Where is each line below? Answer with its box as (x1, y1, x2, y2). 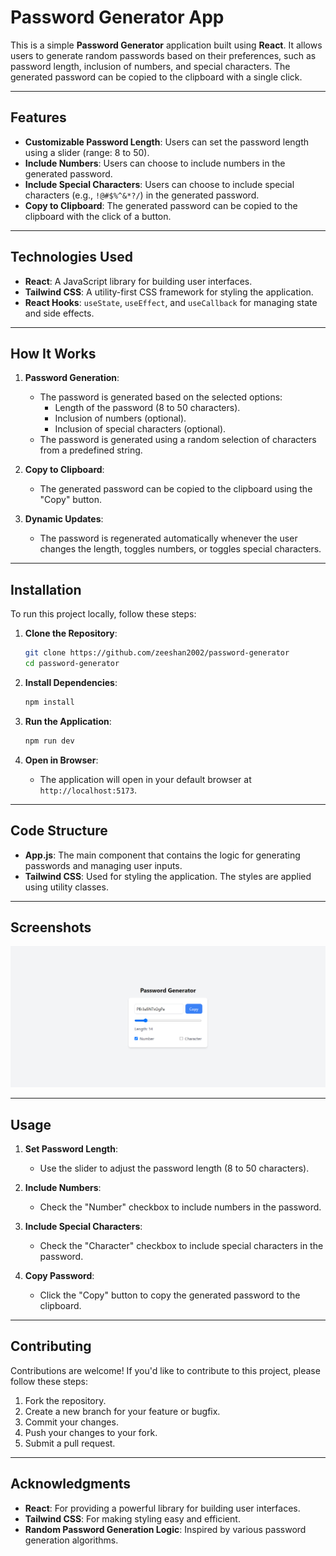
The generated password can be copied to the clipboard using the (39, 483, 313, 495)
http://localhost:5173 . (39, 784, 137, 796)
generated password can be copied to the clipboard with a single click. (10, 71, 303, 83)
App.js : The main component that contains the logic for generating (24, 849, 301, 861)
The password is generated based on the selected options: (39, 391, 283, 403)
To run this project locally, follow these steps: (10, 608, 197, 620)
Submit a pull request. (24, 1437, 116, 1449)
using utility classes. (24, 881, 109, 893)
